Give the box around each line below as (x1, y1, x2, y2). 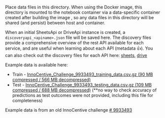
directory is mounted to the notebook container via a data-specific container (5, 9, 161, 15)
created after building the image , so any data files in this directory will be (5, 15, 154, 20)
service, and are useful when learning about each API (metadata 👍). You (5, 45, 153, 51)
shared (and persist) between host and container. (5, 20, 105, 26)
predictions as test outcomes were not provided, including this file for (12, 92, 154, 98)
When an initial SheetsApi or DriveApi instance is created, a (5, 29, 126, 35)
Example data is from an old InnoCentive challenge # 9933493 (5, 107, 132, 113)
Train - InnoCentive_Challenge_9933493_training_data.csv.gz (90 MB (12, 71, 153, 77)
